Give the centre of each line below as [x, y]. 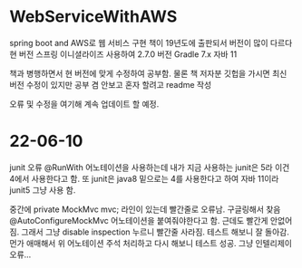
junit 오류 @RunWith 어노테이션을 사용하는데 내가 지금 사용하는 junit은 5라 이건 [150, 167]
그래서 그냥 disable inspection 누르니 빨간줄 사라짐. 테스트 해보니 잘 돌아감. [156, 232]
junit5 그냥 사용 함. [43, 190]
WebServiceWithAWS [93, 17]
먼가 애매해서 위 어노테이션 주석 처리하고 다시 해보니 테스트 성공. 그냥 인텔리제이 [151, 243]
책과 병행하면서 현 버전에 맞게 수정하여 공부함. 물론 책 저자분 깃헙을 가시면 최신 [148, 73]
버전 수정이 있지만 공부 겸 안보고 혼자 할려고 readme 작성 [111, 84]
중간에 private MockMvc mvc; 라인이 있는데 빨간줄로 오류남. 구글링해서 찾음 [145, 209]
